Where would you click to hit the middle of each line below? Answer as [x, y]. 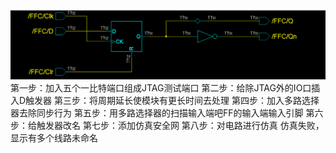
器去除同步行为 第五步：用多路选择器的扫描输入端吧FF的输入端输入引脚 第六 [167, 112]
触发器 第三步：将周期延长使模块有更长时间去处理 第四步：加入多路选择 [172, 100]
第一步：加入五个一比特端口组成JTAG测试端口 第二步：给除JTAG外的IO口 [161, 87]
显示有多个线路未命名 [54, 137]
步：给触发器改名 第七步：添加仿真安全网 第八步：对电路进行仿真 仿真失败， [167, 125]
